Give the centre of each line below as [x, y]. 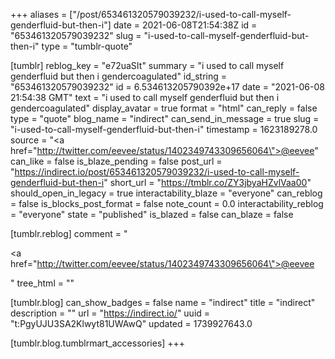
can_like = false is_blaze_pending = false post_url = [116, 161]
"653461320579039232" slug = [76, 35]
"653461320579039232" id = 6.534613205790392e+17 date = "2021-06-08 [167, 87]
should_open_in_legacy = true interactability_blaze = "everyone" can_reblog [166, 193]
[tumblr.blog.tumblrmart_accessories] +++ [98, 343]
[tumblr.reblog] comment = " [69, 233]
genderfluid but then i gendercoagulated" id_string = [119, 76]
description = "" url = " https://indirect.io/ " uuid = [110, 313]
